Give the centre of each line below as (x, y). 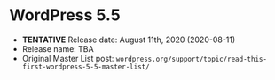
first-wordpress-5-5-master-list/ (86, 67)
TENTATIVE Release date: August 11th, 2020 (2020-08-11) (129, 40)
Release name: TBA (58, 48)
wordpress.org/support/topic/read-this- (192, 59)
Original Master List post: (68, 58)
